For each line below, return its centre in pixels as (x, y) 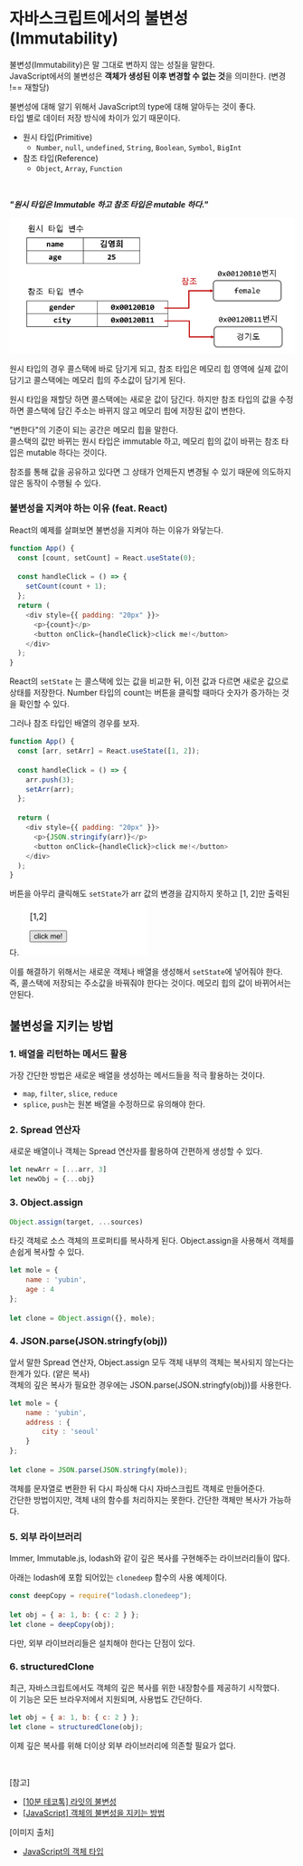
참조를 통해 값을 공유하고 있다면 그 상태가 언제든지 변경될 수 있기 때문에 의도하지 (151, 471)
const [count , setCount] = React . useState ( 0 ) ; (107, 558)
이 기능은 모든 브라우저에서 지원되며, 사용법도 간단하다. (106, 1698)
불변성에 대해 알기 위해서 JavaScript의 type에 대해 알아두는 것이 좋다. (133, 106)
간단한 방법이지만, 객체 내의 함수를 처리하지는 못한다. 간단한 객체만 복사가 (138, 1499)
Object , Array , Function (79, 168)
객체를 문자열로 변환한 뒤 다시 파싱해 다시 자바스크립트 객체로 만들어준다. (137, 1488)
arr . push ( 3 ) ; (50, 780)
